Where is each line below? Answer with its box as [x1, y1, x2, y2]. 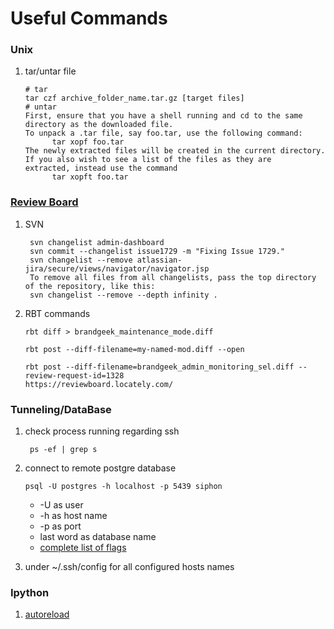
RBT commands [24, 307, 91, 319]
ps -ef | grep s [29, 445, 98, 455]
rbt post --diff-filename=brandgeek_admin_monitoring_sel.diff [24, 362, 295, 372]
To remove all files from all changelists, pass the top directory [29, 272, 317, 282]
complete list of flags [39, 542, 127, 554]
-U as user [39, 499, 84, 511]
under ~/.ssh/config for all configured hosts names [24, 561, 235, 573]
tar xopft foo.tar [51, 172, 129, 182]
